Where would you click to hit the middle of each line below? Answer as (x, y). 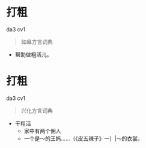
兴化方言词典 (37, 110)
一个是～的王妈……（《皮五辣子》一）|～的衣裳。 (83, 138)
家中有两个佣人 (42, 131)
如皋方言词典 (37, 42)
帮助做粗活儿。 (33, 54)
